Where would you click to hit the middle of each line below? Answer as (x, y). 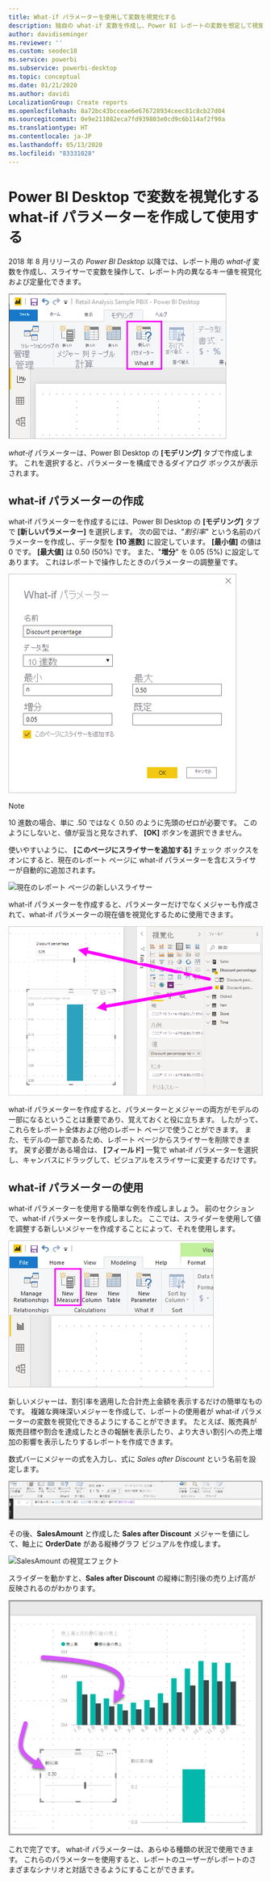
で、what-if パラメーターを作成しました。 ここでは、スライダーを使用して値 (135, 1219)
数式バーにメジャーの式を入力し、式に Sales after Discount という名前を (129, 1459)
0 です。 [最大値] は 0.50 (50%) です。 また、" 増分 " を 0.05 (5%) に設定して (134, 552)
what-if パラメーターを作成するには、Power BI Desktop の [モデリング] (126, 522)
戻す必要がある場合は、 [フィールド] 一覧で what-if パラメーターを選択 (141, 1149)
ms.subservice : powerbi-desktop (63, 69)
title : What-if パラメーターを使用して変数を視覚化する (92, 17)
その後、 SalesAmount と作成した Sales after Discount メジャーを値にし (129, 1533)
